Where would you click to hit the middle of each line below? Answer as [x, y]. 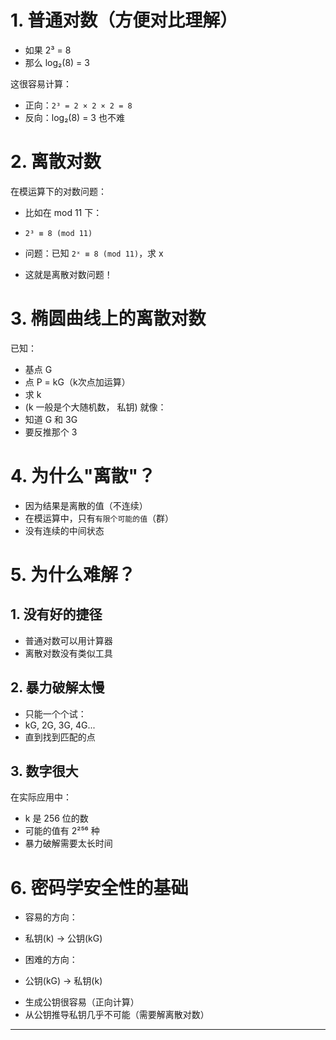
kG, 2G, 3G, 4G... [60, 725]
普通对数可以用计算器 [68, 640]
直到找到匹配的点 [60, 737]
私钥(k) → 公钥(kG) [63, 938]
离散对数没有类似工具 [68, 653]
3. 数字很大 [44, 771]
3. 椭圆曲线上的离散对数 [108, 318]
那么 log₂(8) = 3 [57, 62]
